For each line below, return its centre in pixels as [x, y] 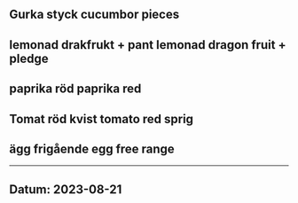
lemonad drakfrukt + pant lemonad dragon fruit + [148, 45]
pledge [29, 58]
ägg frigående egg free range [92, 148]
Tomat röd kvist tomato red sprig [101, 119]
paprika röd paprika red [75, 89]
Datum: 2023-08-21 [66, 189]
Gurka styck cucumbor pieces [94, 15]
